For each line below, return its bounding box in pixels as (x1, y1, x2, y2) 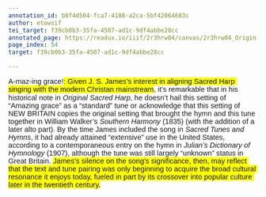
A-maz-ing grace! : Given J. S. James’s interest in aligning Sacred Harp (8, 77, 235, 85)
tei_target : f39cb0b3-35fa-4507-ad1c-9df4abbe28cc (8, 26, 179, 34)
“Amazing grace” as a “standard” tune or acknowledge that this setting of (8, 101, 241, 110)
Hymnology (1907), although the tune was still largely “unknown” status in (8, 149, 244, 157)
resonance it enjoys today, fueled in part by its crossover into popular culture (8, 172, 253, 181)
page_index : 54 (8, 41, 59, 49)
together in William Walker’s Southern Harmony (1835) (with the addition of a (8, 117, 255, 126)
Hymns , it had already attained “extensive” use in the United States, (8, 133, 226, 142)
